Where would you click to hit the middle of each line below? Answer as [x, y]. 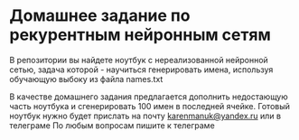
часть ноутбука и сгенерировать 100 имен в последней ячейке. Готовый [150, 106]
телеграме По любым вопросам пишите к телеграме [112, 125]
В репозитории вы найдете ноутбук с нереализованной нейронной [139, 60]
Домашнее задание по [100, 16]
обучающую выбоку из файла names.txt [86, 79]
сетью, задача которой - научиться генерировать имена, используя [141, 70]
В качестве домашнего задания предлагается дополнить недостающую [149, 97]
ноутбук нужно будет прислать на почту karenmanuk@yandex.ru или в [145, 116]
